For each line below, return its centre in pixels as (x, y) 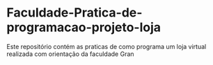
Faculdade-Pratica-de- (74, 13)
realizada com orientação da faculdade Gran (70, 54)
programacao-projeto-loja (84, 27)
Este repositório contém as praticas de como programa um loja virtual (106, 46)
